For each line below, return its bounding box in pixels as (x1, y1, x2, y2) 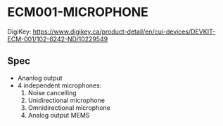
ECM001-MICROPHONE (7, 4, 149, 20)
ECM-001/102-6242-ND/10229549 (7, 34, 108, 43)
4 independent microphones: (17, 81, 102, 90)
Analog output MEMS (27, 111, 90, 119)
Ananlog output (17, 73, 63, 82)
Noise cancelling (27, 88, 77, 97)
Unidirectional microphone (27, 96, 106, 104)
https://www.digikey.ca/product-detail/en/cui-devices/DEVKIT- (32, 27, 216, 36)
